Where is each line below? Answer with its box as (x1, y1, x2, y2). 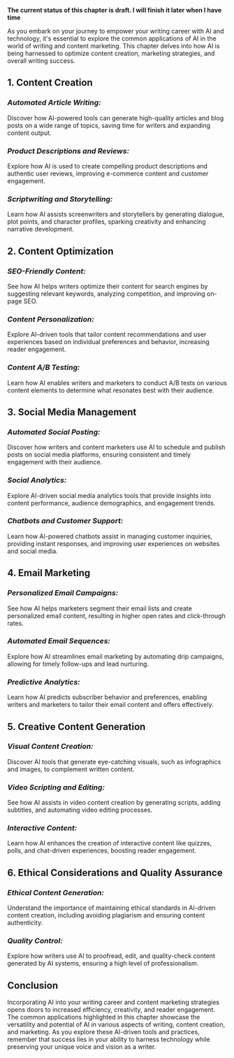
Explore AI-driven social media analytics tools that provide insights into (7, 491, 212, 499)
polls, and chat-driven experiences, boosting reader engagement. (7, 846, 197, 855)
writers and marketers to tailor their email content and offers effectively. (7, 701, 214, 709)
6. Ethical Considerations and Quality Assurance (7, 866, 223, 878)
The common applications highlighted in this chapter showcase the (7, 1013, 200, 1022)
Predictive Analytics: (7, 677, 80, 687)
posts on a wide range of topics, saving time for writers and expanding (7, 121, 211, 129)
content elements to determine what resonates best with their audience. (7, 386, 214, 394)
